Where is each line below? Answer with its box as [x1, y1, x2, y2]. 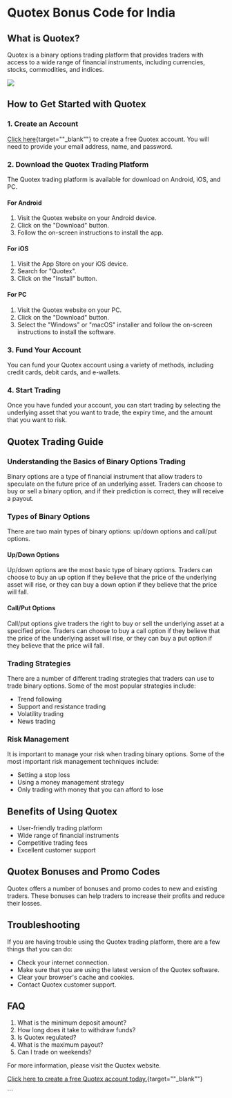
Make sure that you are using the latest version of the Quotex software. [17, 965, 220, 973]
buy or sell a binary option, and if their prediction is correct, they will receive [7, 486, 224, 495]
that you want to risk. [7, 416, 68, 424]
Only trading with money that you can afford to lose [17, 785, 164, 794]
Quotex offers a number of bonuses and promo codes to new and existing [7, 884, 217, 893]
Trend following [17, 695, 62, 703]
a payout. [7, 494, 35, 502]
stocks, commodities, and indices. [7, 66, 104, 73]
